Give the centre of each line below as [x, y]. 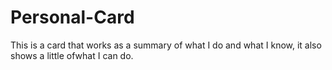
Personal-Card [72, 17]
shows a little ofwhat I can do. [72, 55]
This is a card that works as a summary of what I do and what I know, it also [166, 45]
